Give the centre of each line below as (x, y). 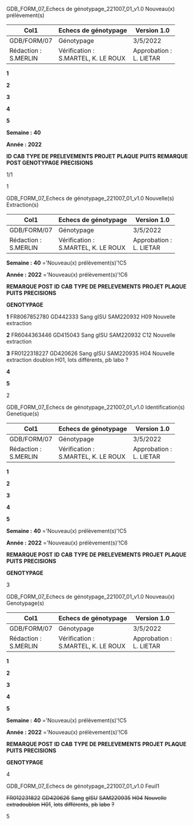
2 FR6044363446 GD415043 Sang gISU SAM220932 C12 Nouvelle (91, 335)
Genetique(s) (23, 414)
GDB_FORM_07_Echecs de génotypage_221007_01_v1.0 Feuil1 (83, 786)
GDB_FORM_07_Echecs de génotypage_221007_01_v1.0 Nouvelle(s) (90, 198)
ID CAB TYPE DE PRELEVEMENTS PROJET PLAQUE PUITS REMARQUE (97, 156)
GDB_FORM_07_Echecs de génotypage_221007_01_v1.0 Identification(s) (95, 407)
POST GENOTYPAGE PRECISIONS (50, 163)
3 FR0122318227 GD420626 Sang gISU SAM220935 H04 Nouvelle (91, 353)
